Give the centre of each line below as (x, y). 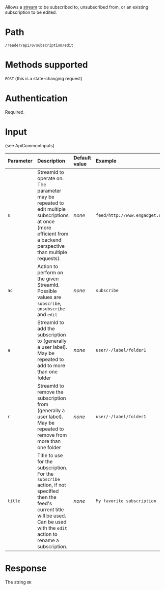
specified (48, 491)
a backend (49, 240)
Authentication (36, 98)
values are (49, 297)
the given (48, 279)
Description (51, 161)
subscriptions (53, 215)
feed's (45, 503)
